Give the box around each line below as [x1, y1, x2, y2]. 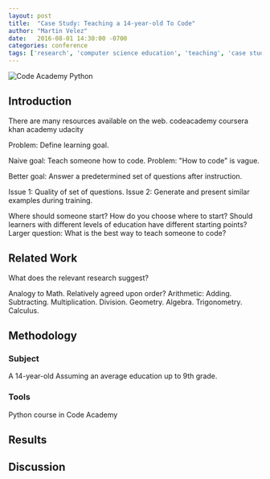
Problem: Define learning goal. [8, 140, 109, 150]
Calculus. [8, 305, 39, 315]
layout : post [8, 11, 52, 20]
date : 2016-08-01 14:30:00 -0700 [8, 34, 128, 43]
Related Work [8, 251, 78, 266]
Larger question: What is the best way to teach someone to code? [8, 228, 227, 237]
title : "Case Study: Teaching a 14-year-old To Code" [8, 19, 196, 27]
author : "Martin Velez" [8, 27, 88, 35]
